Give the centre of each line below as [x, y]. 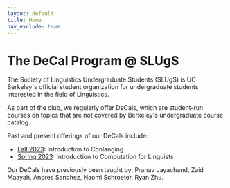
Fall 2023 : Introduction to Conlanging [70, 149]
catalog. [19, 122]
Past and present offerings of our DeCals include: [78, 136]
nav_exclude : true [34, 26]
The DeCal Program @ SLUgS [93, 60]
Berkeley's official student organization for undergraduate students [103, 87]
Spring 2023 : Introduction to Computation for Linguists [95, 157]
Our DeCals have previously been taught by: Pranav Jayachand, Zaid [106, 170]
